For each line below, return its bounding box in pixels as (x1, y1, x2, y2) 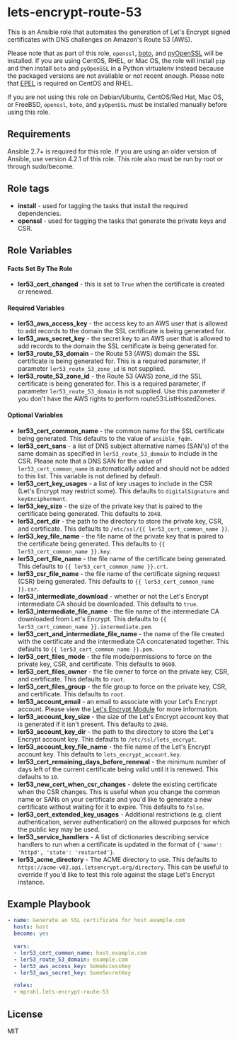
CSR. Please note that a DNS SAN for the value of (17, 456, 163, 465)
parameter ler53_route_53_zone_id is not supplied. (17, 364, 166, 373)
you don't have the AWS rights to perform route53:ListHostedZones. (17, 394, 217, 403)
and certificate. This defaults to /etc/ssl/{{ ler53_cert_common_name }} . (17, 524, 230, 533)
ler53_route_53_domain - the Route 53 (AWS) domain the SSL (17, 350, 200, 358)
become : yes (13, 930, 50, 938)
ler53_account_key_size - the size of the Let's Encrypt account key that (17, 712, 229, 720)
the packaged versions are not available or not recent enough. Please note (7, 71, 225, 80)
